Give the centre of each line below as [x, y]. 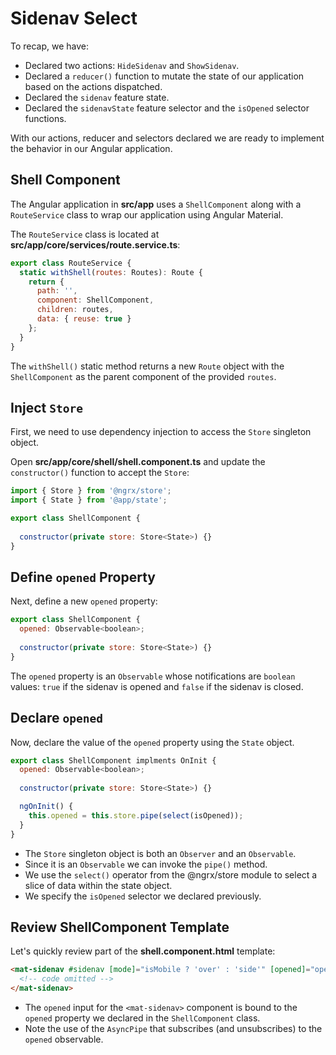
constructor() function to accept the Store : [100, 473]
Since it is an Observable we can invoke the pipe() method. [146, 864]
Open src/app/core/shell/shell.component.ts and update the [138, 462]
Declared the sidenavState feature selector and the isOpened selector [167, 108]
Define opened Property [83, 577]
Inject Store [46, 407]
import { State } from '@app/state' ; [89, 500]
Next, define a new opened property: [84, 601]
